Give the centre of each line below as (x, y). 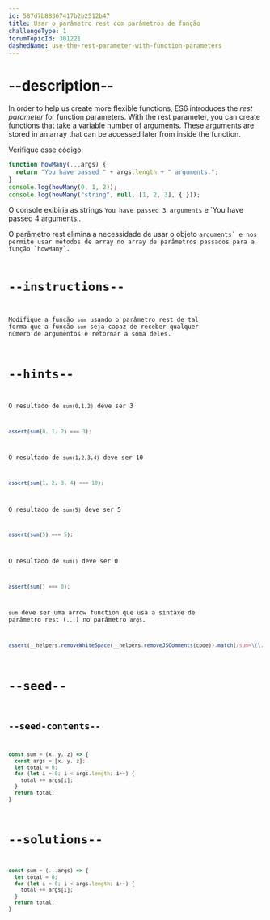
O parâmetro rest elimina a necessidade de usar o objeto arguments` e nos (133, 234)
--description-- (61, 86)
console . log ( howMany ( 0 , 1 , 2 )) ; (63, 187)
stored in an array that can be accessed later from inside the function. (124, 134)
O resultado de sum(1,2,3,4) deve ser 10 (76, 458)
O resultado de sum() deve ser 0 (63, 561)
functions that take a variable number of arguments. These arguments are (131, 125)
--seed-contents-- (55, 726)
